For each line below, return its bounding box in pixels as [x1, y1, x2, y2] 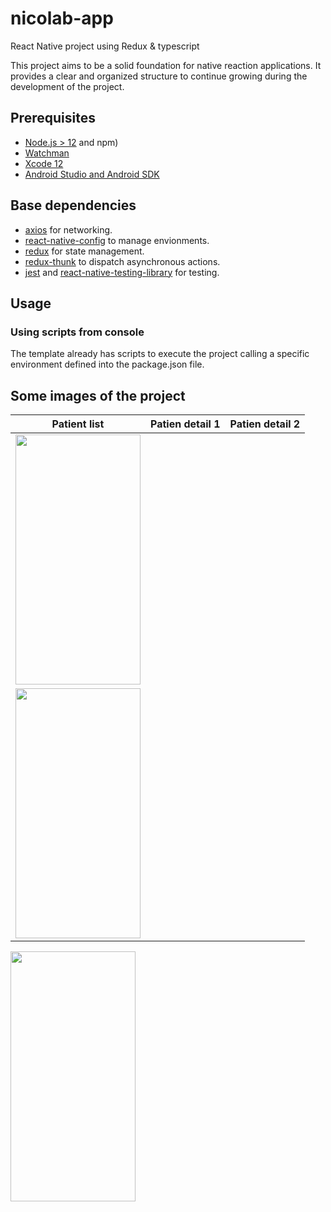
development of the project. [10, 80, 125, 92]
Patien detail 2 [229, 417, 301, 431]
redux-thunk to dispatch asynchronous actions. [24, 255, 221, 267]
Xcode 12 [24, 157, 64, 169]
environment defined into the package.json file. [10, 358, 205, 371]
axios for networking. [24, 223, 113, 236]
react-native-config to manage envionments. [24, 234, 210, 246]
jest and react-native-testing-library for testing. [24, 266, 220, 278]
